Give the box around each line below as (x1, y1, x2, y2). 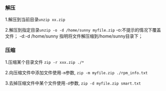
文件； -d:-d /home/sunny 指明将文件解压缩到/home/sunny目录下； (5, 33, 143, 39)
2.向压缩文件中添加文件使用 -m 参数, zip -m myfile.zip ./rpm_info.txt (5, 69, 148, 75)
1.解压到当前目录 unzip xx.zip (5, 16, 65, 23)
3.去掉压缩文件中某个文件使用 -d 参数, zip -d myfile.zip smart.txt (5, 80, 141, 86)
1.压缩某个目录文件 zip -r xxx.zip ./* (5, 59, 84, 65)
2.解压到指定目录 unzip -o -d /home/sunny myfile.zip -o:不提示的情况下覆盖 (5, 27, 161, 33)
